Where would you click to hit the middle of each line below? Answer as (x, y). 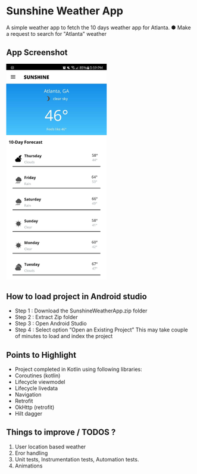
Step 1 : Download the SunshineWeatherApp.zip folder (81, 311)
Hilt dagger (29, 413)
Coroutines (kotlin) (37, 375)
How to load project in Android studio (76, 296)
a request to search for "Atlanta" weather (57, 33)
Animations (29, 466)
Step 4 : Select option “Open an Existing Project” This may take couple (101, 330)
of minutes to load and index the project (64, 336)
